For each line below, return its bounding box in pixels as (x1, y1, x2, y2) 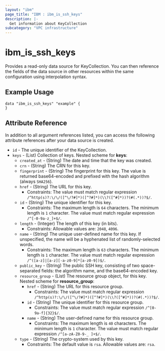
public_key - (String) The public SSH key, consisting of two (19, 263, 140, 268)
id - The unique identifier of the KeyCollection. (12, 147, 107, 153)
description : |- (5, 16, 38, 21)
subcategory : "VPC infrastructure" (5, 26, 78, 31)
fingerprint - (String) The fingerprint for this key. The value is (19, 168, 146, 174)
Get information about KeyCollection (9, 21, 87, 26)
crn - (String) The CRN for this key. (19, 163, 91, 169)
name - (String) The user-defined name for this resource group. (27, 315, 154, 321)
